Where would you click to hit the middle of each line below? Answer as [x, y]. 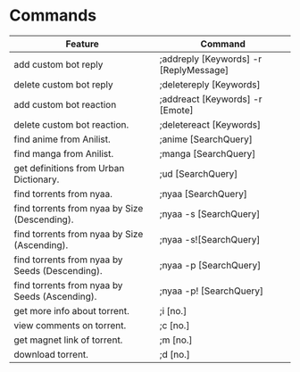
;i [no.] [173, 310]
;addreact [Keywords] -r [211, 99]
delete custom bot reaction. [71, 124]
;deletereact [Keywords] [210, 124]
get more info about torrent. [71, 310]
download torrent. [51, 354]
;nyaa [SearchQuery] [203, 194]
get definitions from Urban [69, 168]
